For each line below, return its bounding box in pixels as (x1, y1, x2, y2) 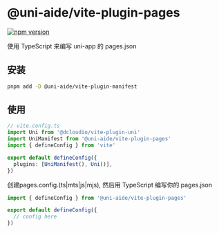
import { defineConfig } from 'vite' (7, 142, 116, 149)
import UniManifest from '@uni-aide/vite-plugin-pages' (7, 136, 171, 142)
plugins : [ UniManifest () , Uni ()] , (13, 160, 113, 167)
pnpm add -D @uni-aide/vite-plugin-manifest (7, 83, 137, 90)
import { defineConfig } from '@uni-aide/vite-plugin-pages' (7, 194, 187, 201)
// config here (13, 213, 57, 221)
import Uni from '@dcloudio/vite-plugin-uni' (7, 129, 140, 136)
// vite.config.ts (7, 122, 60, 129)
